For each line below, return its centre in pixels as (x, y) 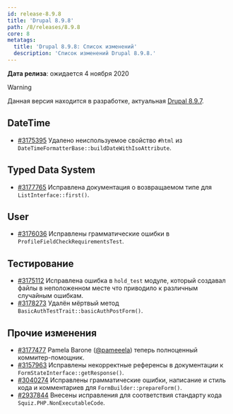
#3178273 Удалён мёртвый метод (68, 303)
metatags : (22, 40)
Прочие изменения (52, 333)
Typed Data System (51, 170)
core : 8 (19, 34)
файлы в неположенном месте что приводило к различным (108, 288)
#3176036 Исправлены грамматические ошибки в (94, 234)
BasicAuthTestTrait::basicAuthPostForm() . (80, 311)
